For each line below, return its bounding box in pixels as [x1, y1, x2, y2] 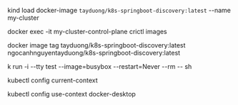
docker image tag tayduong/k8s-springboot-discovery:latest [7, 41, 186, 49]
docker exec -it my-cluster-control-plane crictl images [7, 28, 168, 35]
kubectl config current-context [7, 76, 98, 84]
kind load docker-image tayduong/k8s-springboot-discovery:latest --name [7, 6, 231, 14]
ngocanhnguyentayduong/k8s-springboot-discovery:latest [7, 49, 181, 57]
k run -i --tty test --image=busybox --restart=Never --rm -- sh [7, 62, 192, 70]
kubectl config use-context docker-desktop [7, 90, 136, 98]
